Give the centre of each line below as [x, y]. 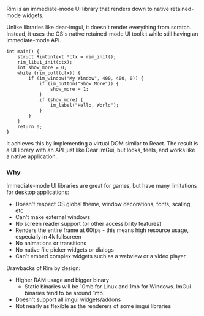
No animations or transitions [51, 243]
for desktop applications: [38, 192]
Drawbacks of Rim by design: [43, 268]
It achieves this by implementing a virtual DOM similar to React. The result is [102, 143]
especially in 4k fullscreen [48, 237]
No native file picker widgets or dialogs [65, 250]
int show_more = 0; [42, 67]
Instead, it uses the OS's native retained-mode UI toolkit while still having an [102, 34]
